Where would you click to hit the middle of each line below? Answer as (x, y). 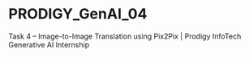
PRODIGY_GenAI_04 (78, 14)
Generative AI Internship (49, 44)
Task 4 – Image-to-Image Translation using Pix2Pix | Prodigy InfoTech (125, 36)
